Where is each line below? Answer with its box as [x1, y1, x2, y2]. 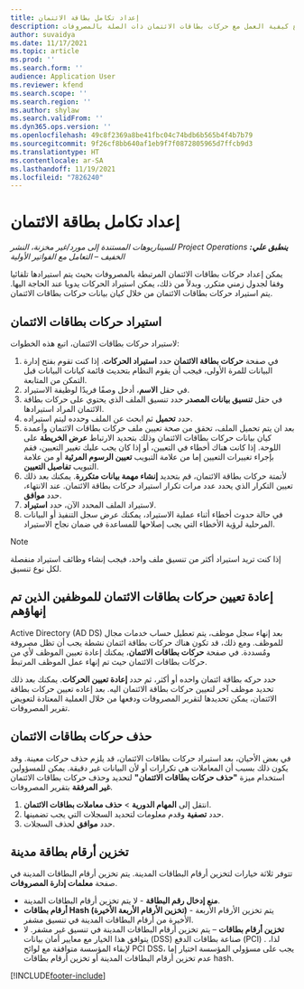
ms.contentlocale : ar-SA [10, 155, 104, 165]
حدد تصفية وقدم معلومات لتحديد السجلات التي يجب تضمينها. [23, 808, 225, 819]
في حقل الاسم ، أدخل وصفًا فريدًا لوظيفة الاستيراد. [23, 385, 190, 395]
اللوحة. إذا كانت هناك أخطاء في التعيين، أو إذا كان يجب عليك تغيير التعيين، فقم [23, 442, 281, 453]
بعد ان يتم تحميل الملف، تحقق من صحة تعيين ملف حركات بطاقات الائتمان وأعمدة [23, 423, 295, 434]
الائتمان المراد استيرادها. [23, 404, 105, 414]
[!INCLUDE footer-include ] [10, 970, 106, 981]
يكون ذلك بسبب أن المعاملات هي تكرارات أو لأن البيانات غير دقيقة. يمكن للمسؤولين [10, 762, 289, 773]
